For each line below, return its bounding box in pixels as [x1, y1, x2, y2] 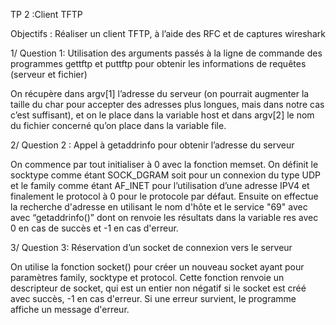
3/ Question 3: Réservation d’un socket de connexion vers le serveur [10, 242, 293, 253]
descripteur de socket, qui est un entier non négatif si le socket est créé [10, 282, 307, 294]
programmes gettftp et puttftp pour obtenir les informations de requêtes [10, 58, 307, 69]
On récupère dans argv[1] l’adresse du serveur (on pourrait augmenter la [10, 88, 310, 99]
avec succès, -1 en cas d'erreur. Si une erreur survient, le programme [10, 293, 297, 304]
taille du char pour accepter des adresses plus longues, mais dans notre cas [10, 99, 325, 110]
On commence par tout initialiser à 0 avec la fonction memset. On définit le [10, 159, 319, 170]
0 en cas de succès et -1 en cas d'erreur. [10, 222, 179, 234]
